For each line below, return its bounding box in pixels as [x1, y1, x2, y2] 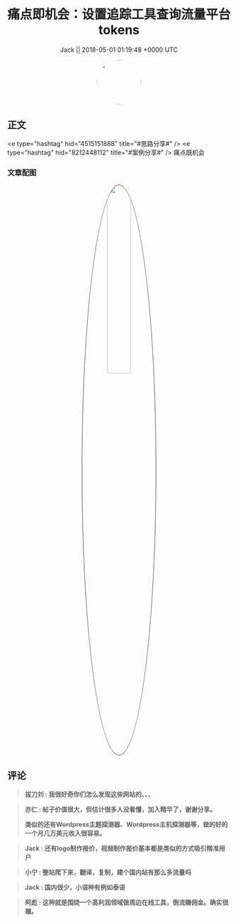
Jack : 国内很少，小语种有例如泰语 [24, 883, 125, 892]
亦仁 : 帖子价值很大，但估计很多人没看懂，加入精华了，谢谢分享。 [24, 805, 217, 814]
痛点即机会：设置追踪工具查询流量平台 [7, 6, 232, 23]
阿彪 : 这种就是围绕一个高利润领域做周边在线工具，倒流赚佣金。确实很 [24, 898, 229, 906]
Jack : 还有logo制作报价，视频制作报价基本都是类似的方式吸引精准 [24, 844, 220, 853]
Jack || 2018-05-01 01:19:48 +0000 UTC [59, 45, 178, 54]
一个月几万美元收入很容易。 [24, 828, 106, 837]
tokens [98, 22, 140, 38]
